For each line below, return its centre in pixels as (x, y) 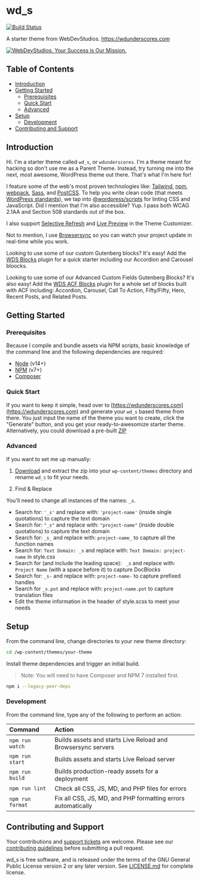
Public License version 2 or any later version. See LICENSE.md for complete (100, 866)
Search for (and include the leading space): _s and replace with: (95, 563)
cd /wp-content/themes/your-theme (49, 652)
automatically (74, 805)
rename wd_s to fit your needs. (52, 477)
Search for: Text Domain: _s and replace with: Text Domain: (88, 550)
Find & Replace (33, 489)
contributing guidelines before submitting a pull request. (75, 848)
